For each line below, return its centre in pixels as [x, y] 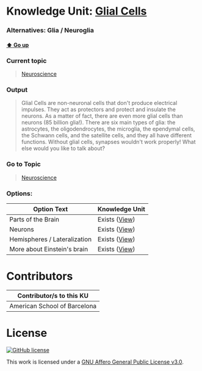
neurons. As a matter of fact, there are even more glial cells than [102, 116]
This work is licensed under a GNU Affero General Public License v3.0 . [95, 362]
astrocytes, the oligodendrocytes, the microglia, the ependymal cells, [108, 129]
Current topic [27, 60]
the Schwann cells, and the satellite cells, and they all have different [106, 135]
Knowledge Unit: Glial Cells [77, 11]
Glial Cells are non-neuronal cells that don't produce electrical [99, 103]
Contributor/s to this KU [53, 295]
